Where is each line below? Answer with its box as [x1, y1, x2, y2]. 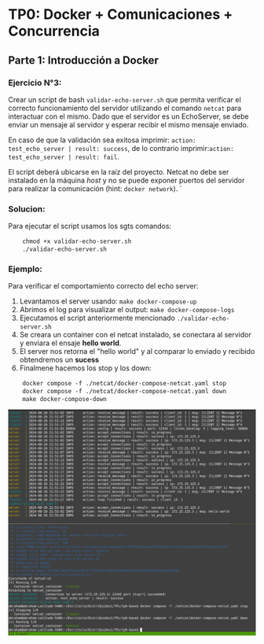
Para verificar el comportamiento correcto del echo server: [8, 282, 199, 291]
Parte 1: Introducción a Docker [8, 53, 159, 67]
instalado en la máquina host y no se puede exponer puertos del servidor [8, 175, 245, 185]
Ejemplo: [8, 263, 43, 274]
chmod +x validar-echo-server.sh [22, 237, 132, 245]
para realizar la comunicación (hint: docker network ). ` [8, 183, 182, 193]
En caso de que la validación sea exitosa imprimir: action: [8, 135, 196, 145]
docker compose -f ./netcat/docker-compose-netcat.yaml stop [22, 380, 226, 388]
